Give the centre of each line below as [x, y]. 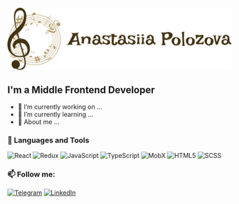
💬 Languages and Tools [48, 140]
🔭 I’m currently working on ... [60, 107]
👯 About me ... [38, 122]
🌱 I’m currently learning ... [55, 115]
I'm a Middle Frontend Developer [81, 90]
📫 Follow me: [31, 174]
